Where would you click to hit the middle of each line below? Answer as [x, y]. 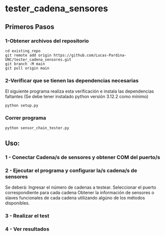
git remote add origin [28, 55]
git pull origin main [27, 68]
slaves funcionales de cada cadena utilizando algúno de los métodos [75, 198]
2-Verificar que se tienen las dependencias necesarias [72, 80]
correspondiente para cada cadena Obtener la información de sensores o [80, 193]
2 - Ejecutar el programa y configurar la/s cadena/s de [71, 170]
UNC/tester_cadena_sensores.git [38, 60]
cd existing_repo [23, 51]
